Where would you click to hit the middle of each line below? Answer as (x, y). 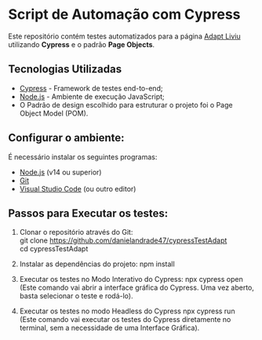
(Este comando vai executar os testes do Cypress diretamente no (125, 320)
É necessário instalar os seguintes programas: (83, 157)
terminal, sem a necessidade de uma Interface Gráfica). (109, 328)
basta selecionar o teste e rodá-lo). (76, 296)
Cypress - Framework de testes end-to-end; (91, 88)
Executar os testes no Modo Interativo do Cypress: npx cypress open (131, 280)
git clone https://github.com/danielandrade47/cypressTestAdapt (123, 240)
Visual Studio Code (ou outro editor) (78, 188)
